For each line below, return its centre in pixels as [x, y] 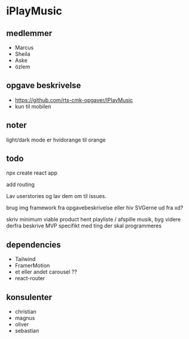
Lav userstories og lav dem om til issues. [56, 196]
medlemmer [29, 33]
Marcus [24, 47]
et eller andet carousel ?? [46, 272]
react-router [30, 278]
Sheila [22, 54]
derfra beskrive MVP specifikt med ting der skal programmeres [84, 226]
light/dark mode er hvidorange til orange [56, 140]
